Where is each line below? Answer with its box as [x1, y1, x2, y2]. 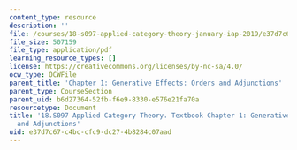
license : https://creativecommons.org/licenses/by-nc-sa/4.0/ [9, 63, 243, 71]
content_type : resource [9, 12, 97, 22]
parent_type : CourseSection [9, 86, 113, 95]
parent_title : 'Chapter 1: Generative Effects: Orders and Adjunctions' [9, 79, 283, 87]
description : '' [9, 21, 69, 30]
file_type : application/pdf [9, 46, 113, 55]
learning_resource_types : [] [9, 54, 117, 63]
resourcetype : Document [9, 103, 97, 112]
